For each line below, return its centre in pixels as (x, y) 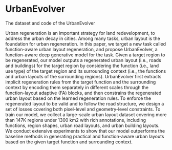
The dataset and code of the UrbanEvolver (50, 23)
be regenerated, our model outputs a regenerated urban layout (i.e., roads (83, 60)
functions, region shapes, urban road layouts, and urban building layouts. (82, 125)
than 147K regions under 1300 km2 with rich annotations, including (76, 120)
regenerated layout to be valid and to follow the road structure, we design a (85, 103)
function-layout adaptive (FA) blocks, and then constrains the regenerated (83, 93)
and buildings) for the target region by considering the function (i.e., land (82, 66)
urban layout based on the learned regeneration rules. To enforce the (78, 98)
